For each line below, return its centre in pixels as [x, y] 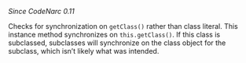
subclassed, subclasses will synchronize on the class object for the [117, 43]
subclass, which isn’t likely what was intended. [84, 51]
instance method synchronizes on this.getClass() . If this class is [114, 35]
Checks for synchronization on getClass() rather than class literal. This [123, 26]
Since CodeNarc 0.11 [41, 11]
